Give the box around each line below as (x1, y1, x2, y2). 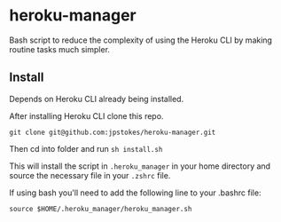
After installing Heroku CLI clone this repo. (9, 110, 164, 121)
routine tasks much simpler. (9, 44, 111, 54)
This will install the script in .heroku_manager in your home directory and (9, 161, 271, 171)
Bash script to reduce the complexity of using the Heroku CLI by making (9, 35, 273, 45)
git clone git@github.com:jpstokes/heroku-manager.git (9, 128, 216, 137)
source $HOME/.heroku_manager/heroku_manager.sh (9, 204, 192, 213)
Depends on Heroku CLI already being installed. (9, 93, 184, 104)
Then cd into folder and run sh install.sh (9, 143, 163, 154)
